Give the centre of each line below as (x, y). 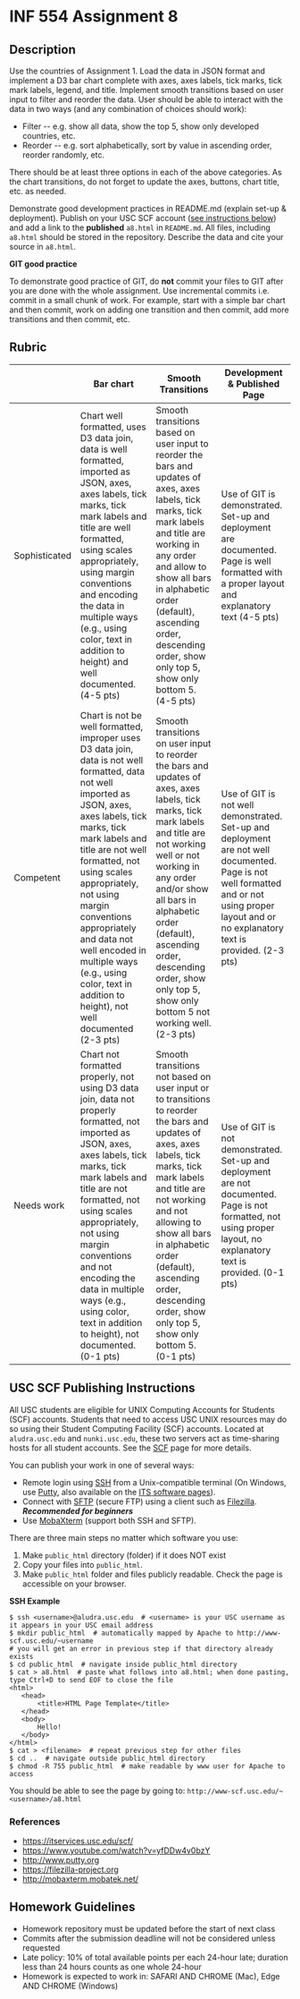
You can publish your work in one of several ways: (102, 1465)
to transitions (183, 1099)
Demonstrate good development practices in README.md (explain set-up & (148, 208)
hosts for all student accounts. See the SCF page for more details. (130, 1448)
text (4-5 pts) (250, 617)
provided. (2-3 (253, 950)
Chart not (100, 1054)
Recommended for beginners (78, 1510)
